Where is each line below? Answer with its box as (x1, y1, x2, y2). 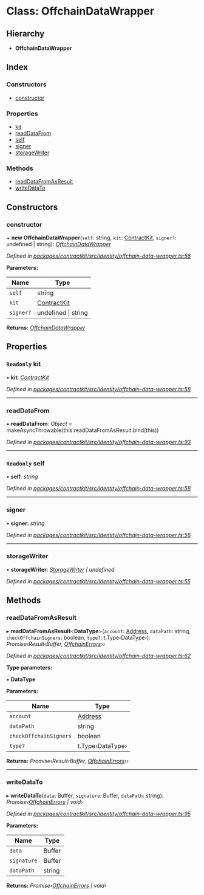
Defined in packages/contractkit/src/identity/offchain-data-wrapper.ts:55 (6, 577, 191, 585)
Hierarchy (6, 29, 45, 39)
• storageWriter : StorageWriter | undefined (6, 566, 115, 573)
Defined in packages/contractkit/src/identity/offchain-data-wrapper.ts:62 (6, 652, 191, 659)
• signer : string (6, 520, 45, 527)
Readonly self (6, 459, 45, 467)
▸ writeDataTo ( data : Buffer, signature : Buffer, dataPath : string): (6, 792, 164, 799)
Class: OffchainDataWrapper (6, 4, 155, 18)
